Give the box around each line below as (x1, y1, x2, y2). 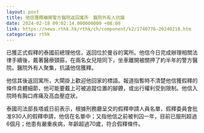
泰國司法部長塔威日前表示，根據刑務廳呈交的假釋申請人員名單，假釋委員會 (6, 105, 192, 112)
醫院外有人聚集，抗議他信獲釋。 (16, 64, 97, 72)
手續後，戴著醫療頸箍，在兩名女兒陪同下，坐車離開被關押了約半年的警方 (11, 56, 192, 64)
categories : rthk (6, 32, 50, 38)
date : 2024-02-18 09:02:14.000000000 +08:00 (6, 20, 121, 26)
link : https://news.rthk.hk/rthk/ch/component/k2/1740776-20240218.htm (6, 26, 191, 32)
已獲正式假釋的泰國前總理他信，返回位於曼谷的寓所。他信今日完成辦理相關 (6, 49, 192, 56)
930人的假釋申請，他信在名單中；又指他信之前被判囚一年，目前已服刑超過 (11, 113, 197, 120)
